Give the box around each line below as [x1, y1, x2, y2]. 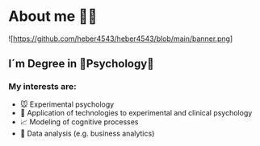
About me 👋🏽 [8, 7, 98, 26]
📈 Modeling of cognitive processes [19, 116, 139, 127]
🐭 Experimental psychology [19, 99, 115, 109]
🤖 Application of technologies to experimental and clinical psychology [19, 107, 253, 117]
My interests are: [8, 81, 77, 92]
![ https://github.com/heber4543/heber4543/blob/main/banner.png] [8, 34, 233, 43]
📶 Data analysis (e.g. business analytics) [19, 128, 155, 138]
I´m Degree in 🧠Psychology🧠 [8, 57, 155, 71]
